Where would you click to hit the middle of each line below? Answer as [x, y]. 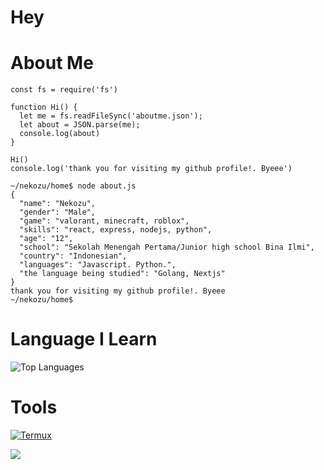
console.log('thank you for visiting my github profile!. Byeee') [151, 169]
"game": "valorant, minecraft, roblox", [104, 221]
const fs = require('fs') [64, 90]
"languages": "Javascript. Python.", [98, 265]
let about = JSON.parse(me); [80, 125]
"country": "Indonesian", [73, 256]
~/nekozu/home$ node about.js [73, 186]
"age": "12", [46, 239]
